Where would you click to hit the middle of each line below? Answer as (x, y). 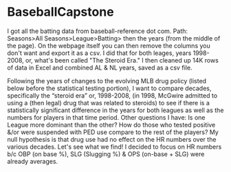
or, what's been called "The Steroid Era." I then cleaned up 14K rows (122, 60)
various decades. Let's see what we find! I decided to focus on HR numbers (114, 147)
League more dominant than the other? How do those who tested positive (111, 125)
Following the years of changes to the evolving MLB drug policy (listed (107, 80)
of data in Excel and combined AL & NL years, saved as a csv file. (100, 67)
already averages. (33, 161)
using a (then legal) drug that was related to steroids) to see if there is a (108, 103)
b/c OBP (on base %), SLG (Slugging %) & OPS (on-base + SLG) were (106, 154)
